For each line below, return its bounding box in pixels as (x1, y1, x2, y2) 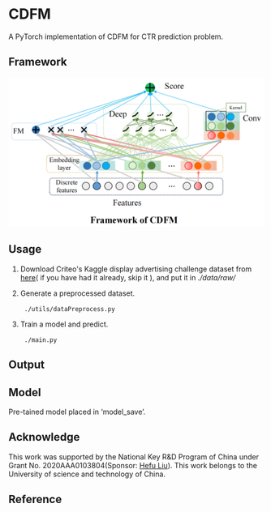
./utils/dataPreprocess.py (24, 305, 115, 313)
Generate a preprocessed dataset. (19, 288, 135, 298)
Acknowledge (8, 430, 80, 444)
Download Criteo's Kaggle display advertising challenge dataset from (19, 264, 252, 274)
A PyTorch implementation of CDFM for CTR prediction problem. (8, 32, 224, 41)
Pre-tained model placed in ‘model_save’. (8, 407, 146, 417)
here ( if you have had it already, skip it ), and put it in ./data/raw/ (19, 272, 236, 282)
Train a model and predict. (19, 319, 109, 329)
